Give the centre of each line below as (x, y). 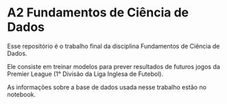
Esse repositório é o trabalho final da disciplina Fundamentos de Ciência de (113, 46)
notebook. (22, 94)
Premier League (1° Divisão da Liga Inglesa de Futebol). (85, 74)
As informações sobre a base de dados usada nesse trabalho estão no (107, 87)
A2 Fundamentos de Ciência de (98, 13)
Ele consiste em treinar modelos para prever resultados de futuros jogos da (114, 66)
